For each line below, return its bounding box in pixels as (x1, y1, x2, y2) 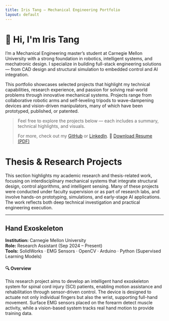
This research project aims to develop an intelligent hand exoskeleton (5, 278, 149, 284)
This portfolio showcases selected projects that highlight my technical (5, 82, 150, 88)
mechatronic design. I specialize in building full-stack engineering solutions (5, 61, 162, 67)
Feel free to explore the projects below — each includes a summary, (17, 118, 159, 124)
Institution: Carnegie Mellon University (5, 237, 87, 244)
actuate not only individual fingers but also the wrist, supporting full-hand (5, 294, 157, 300)
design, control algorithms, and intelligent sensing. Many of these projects (5, 183, 159, 189)
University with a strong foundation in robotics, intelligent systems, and (5, 56, 152, 62)
